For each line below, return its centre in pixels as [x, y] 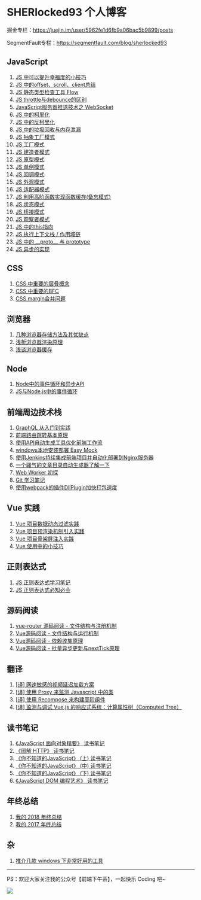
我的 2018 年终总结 [38, 817]
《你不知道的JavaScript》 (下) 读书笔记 [64, 773]
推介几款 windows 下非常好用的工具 [59, 861]
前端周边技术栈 [34, 412]
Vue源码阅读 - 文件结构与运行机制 [57, 633]
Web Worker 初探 [37, 472]
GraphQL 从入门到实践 [43, 428]
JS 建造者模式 [33, 152]
